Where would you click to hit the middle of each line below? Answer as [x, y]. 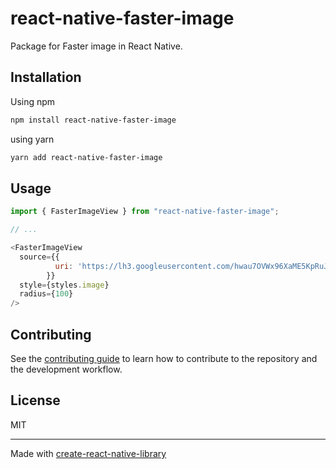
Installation [46, 77]
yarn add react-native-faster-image [86, 157]
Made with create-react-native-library [88, 453]
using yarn [32, 139]
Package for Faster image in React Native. [96, 46]
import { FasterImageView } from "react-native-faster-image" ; [145, 212]
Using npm [33, 101]
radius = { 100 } [46, 294]
